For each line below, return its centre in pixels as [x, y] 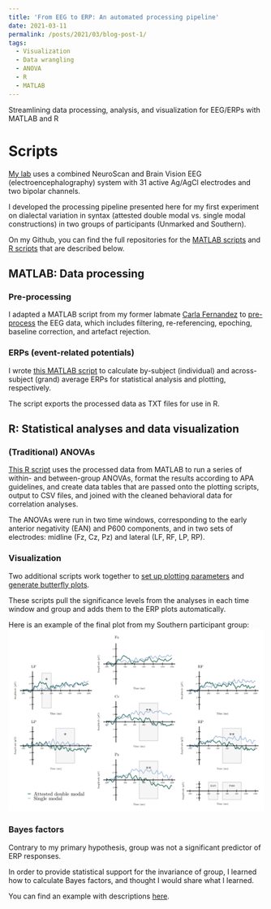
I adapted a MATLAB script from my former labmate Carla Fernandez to [127, 314]
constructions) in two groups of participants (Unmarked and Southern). [127, 224]
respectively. [30, 388]
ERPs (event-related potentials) [72, 353]
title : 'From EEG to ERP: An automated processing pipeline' [114, 17]
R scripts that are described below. [67, 248]
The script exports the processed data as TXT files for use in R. [114, 403]
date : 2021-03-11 [38, 26]
